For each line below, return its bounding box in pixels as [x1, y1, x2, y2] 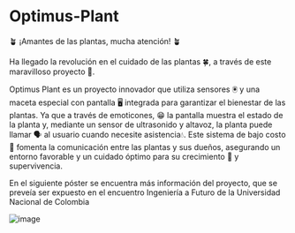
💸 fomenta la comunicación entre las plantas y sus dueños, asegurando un [9, 141, 281, 152]
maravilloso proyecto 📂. [9, 66, 95, 77]
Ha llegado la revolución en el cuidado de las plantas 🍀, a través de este [9, 56, 272, 67]
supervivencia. [9, 161, 64, 171]
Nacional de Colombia [9, 196, 90, 207]
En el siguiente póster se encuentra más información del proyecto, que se [9, 177, 278, 188]
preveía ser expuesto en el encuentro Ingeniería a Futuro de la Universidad [9, 187, 281, 198]
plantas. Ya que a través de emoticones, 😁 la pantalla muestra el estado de [9, 109, 284, 120]
